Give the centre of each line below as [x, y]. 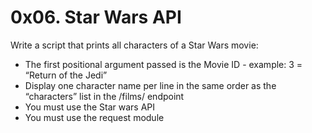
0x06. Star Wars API [96, 17]
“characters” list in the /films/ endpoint [104, 96]
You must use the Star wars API [89, 107]
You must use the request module [94, 117]
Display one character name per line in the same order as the [150, 85]
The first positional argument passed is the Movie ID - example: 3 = [163, 64]
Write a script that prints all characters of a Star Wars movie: [134, 45]
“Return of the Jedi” [66, 75]
